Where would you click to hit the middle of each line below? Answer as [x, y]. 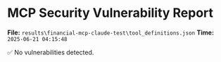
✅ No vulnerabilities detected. [51, 52]
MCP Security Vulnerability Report [110, 13]
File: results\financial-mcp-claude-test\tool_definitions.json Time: [111, 32]
